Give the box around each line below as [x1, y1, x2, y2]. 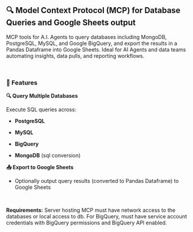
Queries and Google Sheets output [6, 18, 136, 28]
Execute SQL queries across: [6, 106, 77, 113]
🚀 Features [6, 78, 38, 86]
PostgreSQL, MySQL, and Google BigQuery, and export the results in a [6, 40, 178, 47]
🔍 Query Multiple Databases [6, 92, 78, 99]
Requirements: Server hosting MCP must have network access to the [6, 207, 176, 214]
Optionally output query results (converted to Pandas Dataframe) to [14, 178, 179, 185]
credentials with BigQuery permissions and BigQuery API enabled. [6, 219, 167, 227]
